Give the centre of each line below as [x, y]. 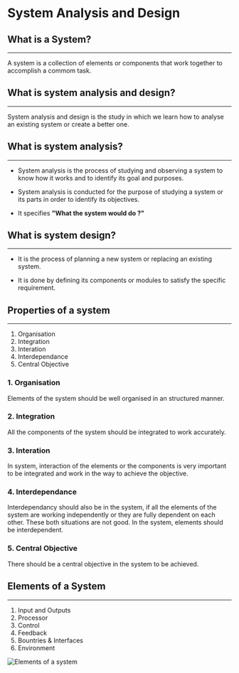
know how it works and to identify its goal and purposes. [101, 178]
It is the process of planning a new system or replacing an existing [115, 259]
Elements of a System [57, 587]
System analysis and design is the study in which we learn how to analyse [116, 117]
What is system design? [62, 236]
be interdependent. [36, 530]
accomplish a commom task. [49, 70]
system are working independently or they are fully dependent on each [111, 515]
